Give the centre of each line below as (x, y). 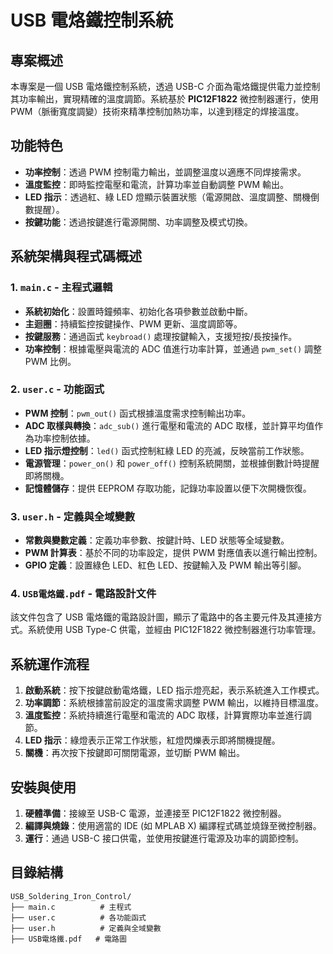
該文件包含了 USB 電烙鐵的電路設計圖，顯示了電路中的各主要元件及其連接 (162, 617)
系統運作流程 (50, 664)
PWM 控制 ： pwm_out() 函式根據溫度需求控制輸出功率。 (138, 413)
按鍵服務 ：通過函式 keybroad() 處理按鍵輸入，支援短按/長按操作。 (161, 336)
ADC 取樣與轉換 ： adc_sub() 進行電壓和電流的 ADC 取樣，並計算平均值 (169, 425)
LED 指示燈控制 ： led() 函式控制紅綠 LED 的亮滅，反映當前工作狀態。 (167, 450)
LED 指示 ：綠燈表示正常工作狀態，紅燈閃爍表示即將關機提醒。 (152, 740)
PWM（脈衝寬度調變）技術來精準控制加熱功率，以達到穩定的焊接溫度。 (157, 111)
